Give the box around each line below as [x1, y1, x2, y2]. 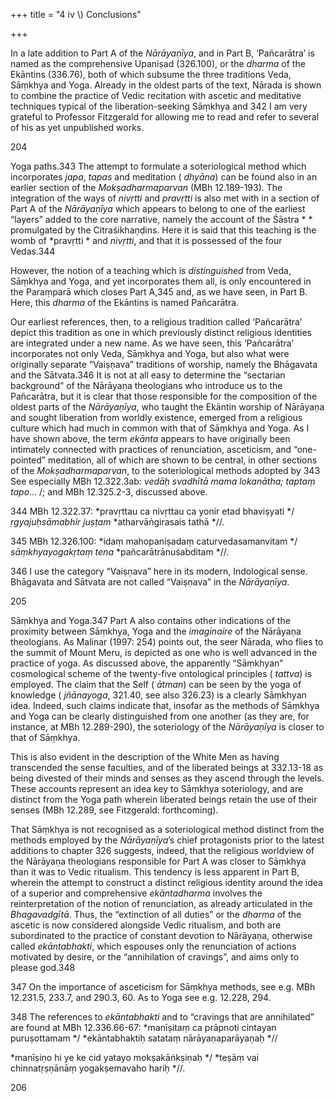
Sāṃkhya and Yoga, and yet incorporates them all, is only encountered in [10, 275, 312, 287]
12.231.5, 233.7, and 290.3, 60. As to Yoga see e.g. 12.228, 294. [10, 992, 272, 1003]
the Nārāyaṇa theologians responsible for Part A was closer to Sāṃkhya [10, 855, 307, 867]
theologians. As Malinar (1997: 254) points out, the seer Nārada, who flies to [10, 636, 324, 648]
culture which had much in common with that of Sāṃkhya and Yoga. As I [10, 422, 310, 434]
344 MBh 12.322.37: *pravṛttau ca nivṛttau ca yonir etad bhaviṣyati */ [10, 505, 295, 517]
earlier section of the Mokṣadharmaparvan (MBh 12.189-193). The [10, 182, 283, 193]
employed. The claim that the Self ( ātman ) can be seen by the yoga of [10, 679, 302, 690]
